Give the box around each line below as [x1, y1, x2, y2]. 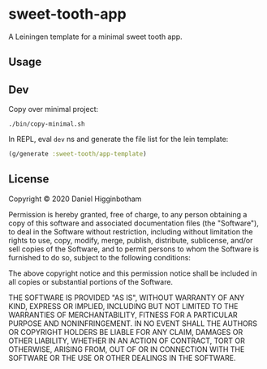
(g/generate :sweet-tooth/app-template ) [8, 150, 148, 158]
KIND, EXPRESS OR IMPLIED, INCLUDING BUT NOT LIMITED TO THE [8, 301, 239, 311]
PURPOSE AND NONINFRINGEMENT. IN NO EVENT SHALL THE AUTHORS [8, 318, 258, 328]
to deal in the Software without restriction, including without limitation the [8, 226, 253, 236]
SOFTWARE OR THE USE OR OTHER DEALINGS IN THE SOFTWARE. [8, 353, 236, 363]
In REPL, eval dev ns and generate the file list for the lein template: [8, 135, 229, 144]
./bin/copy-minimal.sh [8, 120, 85, 128]
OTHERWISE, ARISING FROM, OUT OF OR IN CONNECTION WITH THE [8, 344, 245, 354]
